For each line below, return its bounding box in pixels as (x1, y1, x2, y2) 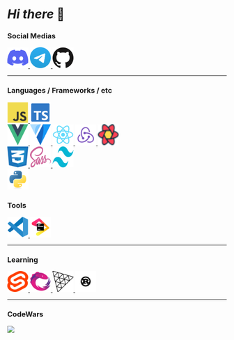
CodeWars (7, 309, 44, 319)
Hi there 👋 (7, 6, 65, 22)
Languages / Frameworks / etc (7, 86, 113, 95)
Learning (7, 255, 38, 264)
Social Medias (7, 31, 56, 41)
